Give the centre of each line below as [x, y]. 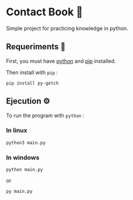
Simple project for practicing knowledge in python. [67, 28]
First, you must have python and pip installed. [61, 61]
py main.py [19, 191]
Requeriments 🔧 [36, 47]
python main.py [25, 170]
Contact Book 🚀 [45, 12]
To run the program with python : [45, 115]
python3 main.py [26, 143]
